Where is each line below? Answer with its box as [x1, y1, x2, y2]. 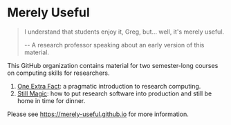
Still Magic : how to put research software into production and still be [17, 89, 212, 98]
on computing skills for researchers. [7, 69, 110, 77]
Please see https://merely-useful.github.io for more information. [7, 110, 189, 118]
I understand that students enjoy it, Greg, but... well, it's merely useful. [24, 27, 225, 36]
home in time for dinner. [17, 96, 86, 104]
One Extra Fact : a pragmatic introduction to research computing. [17, 82, 201, 90]
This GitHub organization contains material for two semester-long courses [7, 61, 219, 69]
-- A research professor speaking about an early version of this [24, 41, 205, 49]
